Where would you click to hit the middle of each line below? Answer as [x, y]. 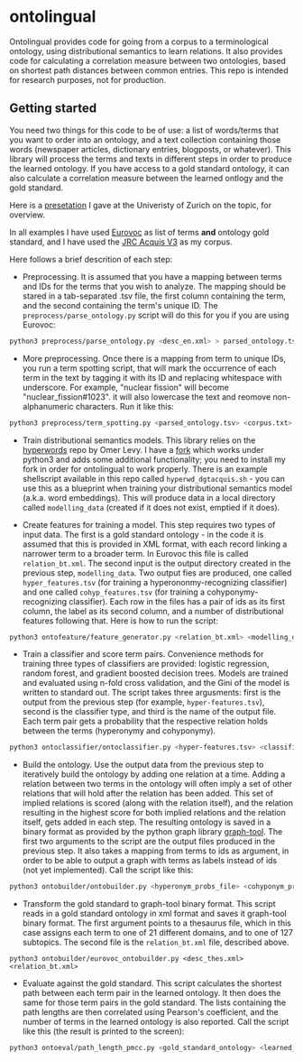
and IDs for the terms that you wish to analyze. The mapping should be [154, 286]
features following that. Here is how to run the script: [120, 621]
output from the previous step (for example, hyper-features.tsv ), [143, 702]
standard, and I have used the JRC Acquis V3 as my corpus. [121, 242]
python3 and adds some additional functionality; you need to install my [154, 459]
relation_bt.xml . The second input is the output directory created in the [156, 563]
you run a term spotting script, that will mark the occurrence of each [149, 368]
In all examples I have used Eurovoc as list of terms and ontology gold [139, 232]
